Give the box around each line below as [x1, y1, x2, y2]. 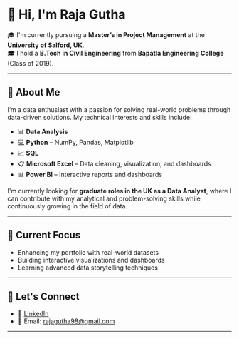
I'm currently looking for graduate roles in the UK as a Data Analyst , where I [7, 186, 232, 195]
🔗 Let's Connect [7, 290, 80, 303]
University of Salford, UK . [7, 41, 85, 49]
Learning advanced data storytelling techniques [17, 263, 159, 272]
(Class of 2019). [7, 59, 54, 67]
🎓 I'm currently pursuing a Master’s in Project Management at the [7, 30, 205, 39]
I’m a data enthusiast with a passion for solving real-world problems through [7, 105, 231, 113]
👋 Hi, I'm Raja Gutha [7, 6, 126, 23]
